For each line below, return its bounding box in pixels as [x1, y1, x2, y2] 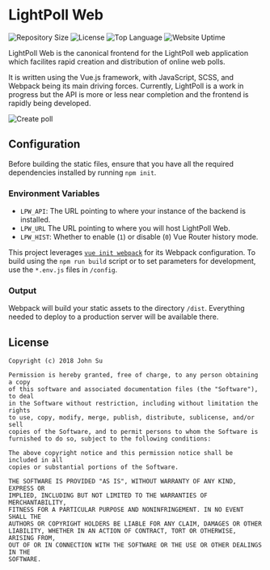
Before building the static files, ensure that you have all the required [8, 159, 234, 168]
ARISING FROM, [8, 534, 57, 542]
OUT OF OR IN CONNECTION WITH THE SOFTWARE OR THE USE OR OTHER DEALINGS [8, 541, 263, 550]
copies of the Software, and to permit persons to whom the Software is [8, 427, 259, 436]
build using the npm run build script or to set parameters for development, [8, 257, 256, 266]
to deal [8, 393, 35, 401]
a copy [8, 378, 31, 386]
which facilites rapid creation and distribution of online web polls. [8, 57, 226, 66]
